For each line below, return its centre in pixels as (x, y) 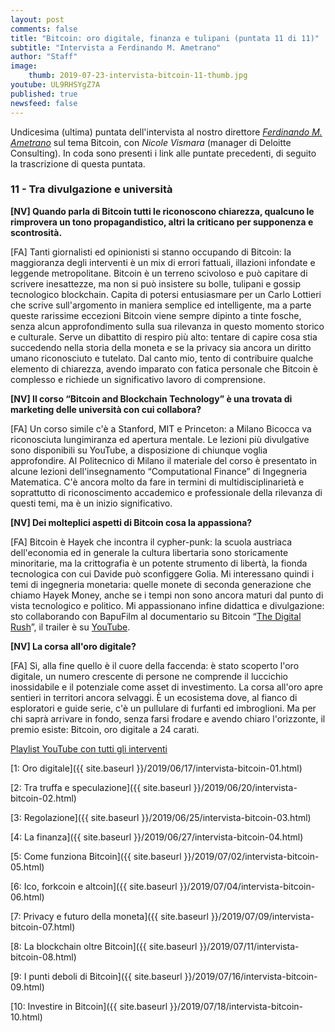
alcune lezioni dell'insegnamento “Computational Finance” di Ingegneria (159, 471)
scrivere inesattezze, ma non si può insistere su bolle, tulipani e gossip (156, 283)
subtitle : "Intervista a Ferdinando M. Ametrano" (116, 47)
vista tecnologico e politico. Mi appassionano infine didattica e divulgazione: (167, 605)
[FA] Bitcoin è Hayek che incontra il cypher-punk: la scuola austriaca (151, 542)
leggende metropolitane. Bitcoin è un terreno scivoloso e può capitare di (159, 273)
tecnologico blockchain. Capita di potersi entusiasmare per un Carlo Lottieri (166, 294)
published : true (44, 94)
